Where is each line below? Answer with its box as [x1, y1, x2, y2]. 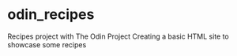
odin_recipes [7, 6, 95, 24]
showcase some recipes [7, 39, 87, 49]
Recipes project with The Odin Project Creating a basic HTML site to [7, 32, 230, 41]
